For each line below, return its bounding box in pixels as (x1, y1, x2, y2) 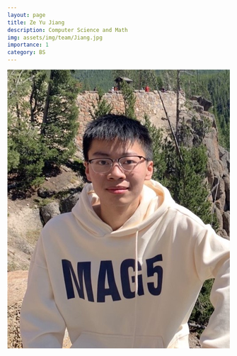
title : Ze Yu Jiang (7, 18, 65, 26)
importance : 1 (7, 41, 50, 49)
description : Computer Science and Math (7, 26, 129, 33)
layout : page (7, 11, 46, 18)
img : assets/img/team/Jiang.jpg (7, 34, 103, 41)
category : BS (7, 49, 46, 56)
